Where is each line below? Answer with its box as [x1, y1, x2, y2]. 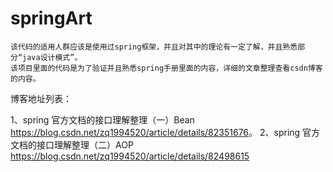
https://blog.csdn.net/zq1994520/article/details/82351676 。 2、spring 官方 [10, 126, 321, 138]
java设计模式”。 [22, 52, 83, 62]
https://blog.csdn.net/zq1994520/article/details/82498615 [10, 150, 250, 162]
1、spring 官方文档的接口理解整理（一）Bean [10, 113, 195, 126]
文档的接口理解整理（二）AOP [10, 138, 134, 151]
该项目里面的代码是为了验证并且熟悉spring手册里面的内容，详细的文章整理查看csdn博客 [10, 63, 323, 73]
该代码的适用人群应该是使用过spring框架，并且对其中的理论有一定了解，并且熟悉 [10, 42, 298, 52]
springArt [10, 7, 93, 30]
